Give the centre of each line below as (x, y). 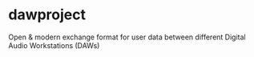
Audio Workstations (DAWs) (54, 45)
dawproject (47, 15)
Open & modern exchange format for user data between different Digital (127, 37)
